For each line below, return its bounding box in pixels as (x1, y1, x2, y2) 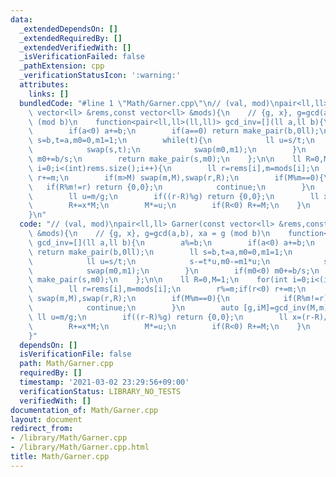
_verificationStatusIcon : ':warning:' (19, 71, 182, 81)
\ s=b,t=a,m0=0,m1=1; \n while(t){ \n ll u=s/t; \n (28, 136, 315, 146)
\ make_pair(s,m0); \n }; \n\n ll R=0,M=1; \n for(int (28, 275, 288, 285)
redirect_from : (10, 424, 74, 434)
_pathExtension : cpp (19, 61, 105, 71)
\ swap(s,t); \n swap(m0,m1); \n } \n (28, 145, 307, 155)
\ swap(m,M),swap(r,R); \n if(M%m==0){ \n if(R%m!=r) (28, 294, 329, 304)
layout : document (10, 414, 83, 425)
